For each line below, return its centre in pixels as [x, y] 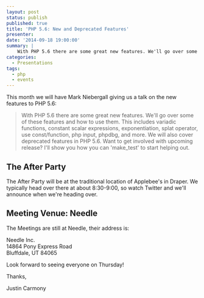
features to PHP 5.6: [31, 103]
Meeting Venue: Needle [52, 213]
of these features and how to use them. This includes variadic [99, 122]
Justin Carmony [26, 288]
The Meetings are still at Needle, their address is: [68, 228]
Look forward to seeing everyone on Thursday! [65, 265]
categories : [21, 57]
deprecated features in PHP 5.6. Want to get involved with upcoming [107, 141]
